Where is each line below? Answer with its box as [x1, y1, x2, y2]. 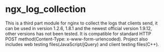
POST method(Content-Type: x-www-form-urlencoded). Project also [5, 36, 148, 42]
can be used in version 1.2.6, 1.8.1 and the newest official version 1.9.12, [5, 25, 152, 31]
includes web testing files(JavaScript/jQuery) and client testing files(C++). [5, 41, 159, 47]
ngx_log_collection [5, 3, 86, 15]
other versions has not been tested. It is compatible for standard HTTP [5, 30, 151, 36]
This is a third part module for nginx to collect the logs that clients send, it [5, 20, 158, 26]
